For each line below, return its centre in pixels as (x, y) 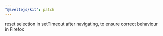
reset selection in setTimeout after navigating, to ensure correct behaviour (81, 24)
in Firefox (14, 29)
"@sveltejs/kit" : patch (30, 10)
